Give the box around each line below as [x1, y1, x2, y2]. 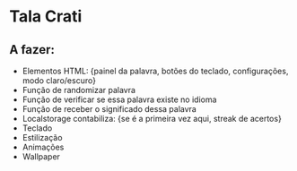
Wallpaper [22, 151, 61, 162]
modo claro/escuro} [22, 75, 97, 86]
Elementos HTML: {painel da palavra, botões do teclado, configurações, [22, 65, 289, 76]
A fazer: [9, 42, 56, 57]
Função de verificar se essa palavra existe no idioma [22, 94, 217, 105]
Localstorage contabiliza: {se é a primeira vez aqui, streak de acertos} [22, 114, 283, 124]
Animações [22, 141, 65, 152]
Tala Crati [9, 6, 83, 27]
